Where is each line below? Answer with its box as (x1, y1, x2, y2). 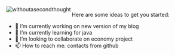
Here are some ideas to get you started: (71, 11, 170, 18)
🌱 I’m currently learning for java (14, 29, 93, 36)
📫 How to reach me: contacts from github (14, 42, 119, 49)
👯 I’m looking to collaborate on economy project (14, 35, 133, 42)
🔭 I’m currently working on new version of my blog (14, 23, 139, 29)
